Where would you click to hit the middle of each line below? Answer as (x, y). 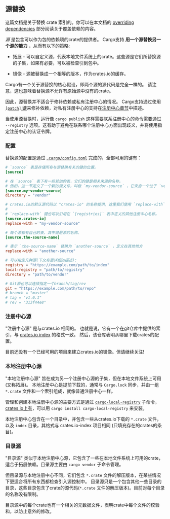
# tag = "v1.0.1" (24, 298)
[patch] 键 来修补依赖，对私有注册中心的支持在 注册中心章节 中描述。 (76, 108)
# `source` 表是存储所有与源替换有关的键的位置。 (52, 167)
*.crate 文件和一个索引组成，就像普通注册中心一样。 (60, 391)
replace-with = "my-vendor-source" (43, 223)
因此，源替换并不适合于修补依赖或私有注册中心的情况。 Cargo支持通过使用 (83, 101)
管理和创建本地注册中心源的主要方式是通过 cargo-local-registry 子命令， (82, 402)
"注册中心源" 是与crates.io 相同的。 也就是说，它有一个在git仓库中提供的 (81, 328)
